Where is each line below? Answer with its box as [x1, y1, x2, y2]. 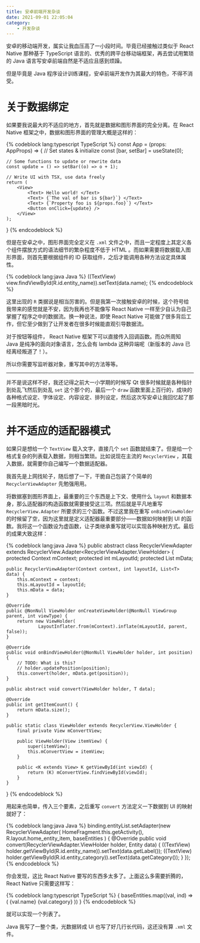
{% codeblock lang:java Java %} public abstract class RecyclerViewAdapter [6, 542, 192, 549]
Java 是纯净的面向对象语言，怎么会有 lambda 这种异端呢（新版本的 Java [6, 340, 184, 348]
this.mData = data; [17, 587, 65, 593]
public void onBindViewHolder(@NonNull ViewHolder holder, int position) [6, 650, 193, 656]
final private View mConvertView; [17, 728, 102, 734]
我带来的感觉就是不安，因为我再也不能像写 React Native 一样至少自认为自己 [6, 305, 192, 313]
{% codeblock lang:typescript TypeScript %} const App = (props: [6, 141, 167, 148]
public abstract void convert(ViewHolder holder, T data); [6, 686, 156, 692]
